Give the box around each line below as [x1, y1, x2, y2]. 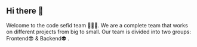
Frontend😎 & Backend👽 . [6, 35, 70, 42]
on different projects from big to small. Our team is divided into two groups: [6, 28, 192, 35]
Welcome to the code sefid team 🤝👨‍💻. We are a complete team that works [6, 21, 188, 29]
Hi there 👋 [6, 6, 44, 16]
